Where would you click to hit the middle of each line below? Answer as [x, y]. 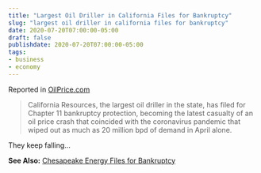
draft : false [30, 38]
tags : [17, 52]
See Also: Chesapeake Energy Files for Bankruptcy [92, 160]
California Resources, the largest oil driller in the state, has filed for [136, 104]
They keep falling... [40, 145]
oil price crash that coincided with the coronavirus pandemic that [134, 121]
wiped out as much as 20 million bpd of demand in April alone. [130, 130]
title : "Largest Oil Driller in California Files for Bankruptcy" [120, 15]
